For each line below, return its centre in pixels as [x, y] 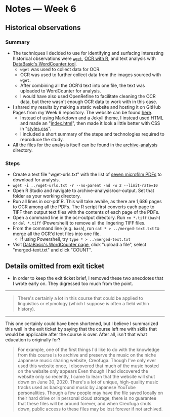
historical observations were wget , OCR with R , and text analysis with [84, 58]
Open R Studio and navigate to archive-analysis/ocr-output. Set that [83, 190]
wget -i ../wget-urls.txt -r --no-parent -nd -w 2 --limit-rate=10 [85, 186]
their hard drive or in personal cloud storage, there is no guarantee [87, 398]
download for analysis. [36, 180]
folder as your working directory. [47, 196]
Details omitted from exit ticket [55, 266]
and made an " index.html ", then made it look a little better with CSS [90, 123]
